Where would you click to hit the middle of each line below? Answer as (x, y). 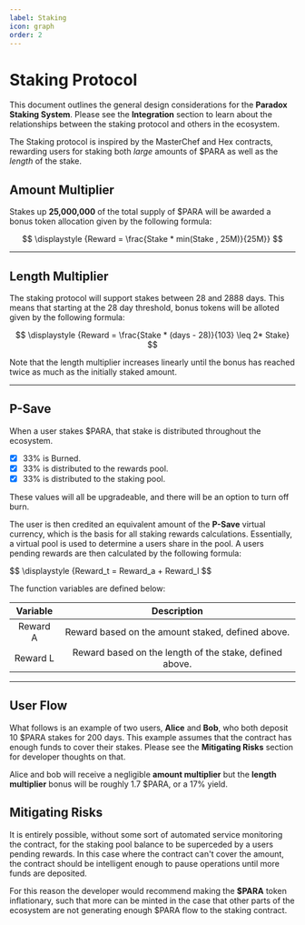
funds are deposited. (49, 873)
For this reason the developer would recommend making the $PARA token (148, 890)
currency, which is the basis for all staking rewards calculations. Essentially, (151, 534)
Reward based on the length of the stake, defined (177, 652)
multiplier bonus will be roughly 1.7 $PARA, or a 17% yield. (119, 784)
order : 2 (26, 35)
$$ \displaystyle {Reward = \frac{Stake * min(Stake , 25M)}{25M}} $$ (152, 239)
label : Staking (38, 18)
